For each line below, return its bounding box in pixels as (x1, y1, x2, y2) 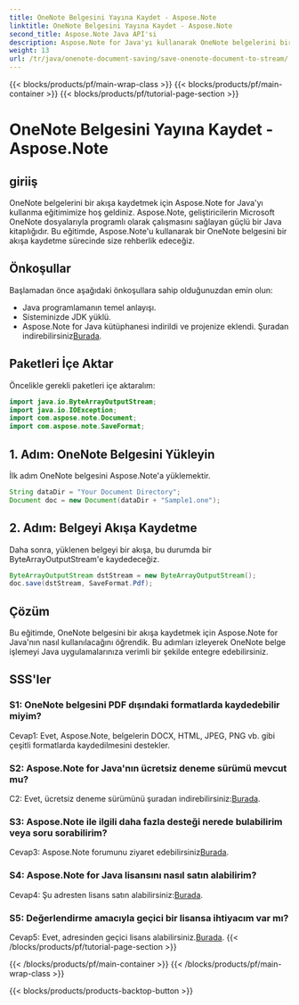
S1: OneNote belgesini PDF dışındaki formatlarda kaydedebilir (9, 699, 280, 711)
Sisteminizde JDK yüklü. (21, 311, 111, 322)
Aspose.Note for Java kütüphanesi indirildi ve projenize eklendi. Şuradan (21, 321, 289, 331)
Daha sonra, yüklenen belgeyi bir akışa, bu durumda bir (9, 544, 212, 555)
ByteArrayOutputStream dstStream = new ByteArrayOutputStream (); (9, 571, 256, 580)
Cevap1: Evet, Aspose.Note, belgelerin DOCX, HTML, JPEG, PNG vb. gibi (9, 730, 276, 740)
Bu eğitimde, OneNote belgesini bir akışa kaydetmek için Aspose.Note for (9, 627, 279, 638)
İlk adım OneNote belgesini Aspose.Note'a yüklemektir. (9, 470, 211, 481)
